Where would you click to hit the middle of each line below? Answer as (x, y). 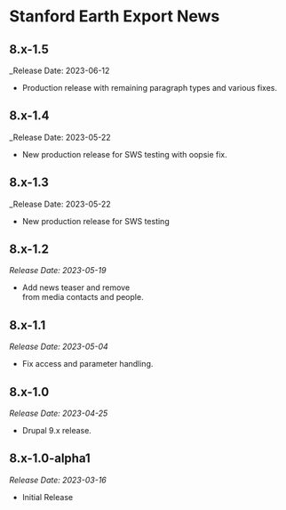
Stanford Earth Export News (115, 16)
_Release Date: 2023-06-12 (60, 70)
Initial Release (48, 497)
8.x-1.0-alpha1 (50, 459)
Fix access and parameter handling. (87, 364)
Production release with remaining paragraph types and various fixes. (150, 88)
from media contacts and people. (83, 297)
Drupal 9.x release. (56, 431)
